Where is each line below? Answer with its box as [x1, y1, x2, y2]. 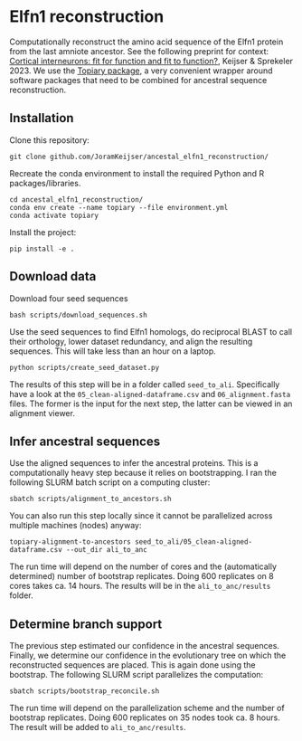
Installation [9, 110, 74, 126]
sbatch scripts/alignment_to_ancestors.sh [9, 495, 172, 504]
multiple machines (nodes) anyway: [9, 520, 142, 531]
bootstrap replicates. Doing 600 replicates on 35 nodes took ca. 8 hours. [9, 712, 280, 723]
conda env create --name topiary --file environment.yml [9, 203, 229, 212]
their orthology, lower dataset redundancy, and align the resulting [9, 336, 253, 347]
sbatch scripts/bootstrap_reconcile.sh [9, 687, 160, 696]
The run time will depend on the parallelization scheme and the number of [9, 703, 285, 714]
